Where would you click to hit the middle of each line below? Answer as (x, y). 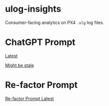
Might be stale (20, 65)
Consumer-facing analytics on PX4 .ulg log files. (54, 22)
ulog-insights (33, 9)
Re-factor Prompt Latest (29, 98)
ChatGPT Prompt (40, 42)
